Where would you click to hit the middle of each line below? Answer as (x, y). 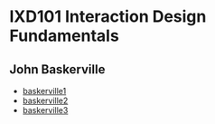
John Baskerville (57, 69)
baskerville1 (44, 91)
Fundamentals (64, 36)
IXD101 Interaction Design (108, 17)
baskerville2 (45, 100)
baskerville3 (45, 110)
